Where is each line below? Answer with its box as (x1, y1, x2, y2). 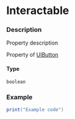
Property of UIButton (6, 51, 59, 59)
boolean (6, 79, 26, 85)
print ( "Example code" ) (6, 106, 64, 113)
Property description (6, 39, 59, 46)
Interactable (6, 4, 70, 18)
